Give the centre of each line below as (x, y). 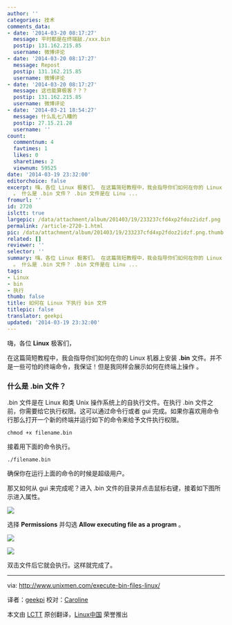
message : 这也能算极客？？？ (50, 91)
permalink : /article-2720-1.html (55, 226)
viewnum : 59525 (35, 168)
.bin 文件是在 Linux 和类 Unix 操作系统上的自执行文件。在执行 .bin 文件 (107, 402)
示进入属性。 (25, 496)
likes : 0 (26, 155)
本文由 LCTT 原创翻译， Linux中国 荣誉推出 (68, 614)
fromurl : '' (24, 200)
